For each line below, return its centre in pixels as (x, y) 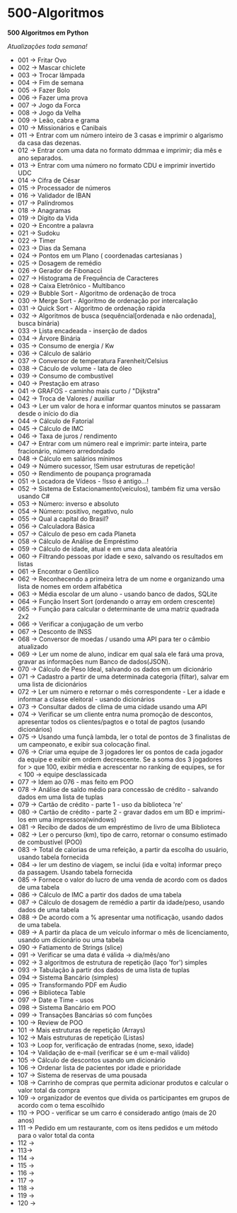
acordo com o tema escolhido (61, 1105)
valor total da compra (48, 1090)
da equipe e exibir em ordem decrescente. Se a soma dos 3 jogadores (120, 759)
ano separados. (40, 158)
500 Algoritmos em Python (48, 33)
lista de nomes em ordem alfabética (70, 586)
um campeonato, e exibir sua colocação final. (84, 744)
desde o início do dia (48, 413)
